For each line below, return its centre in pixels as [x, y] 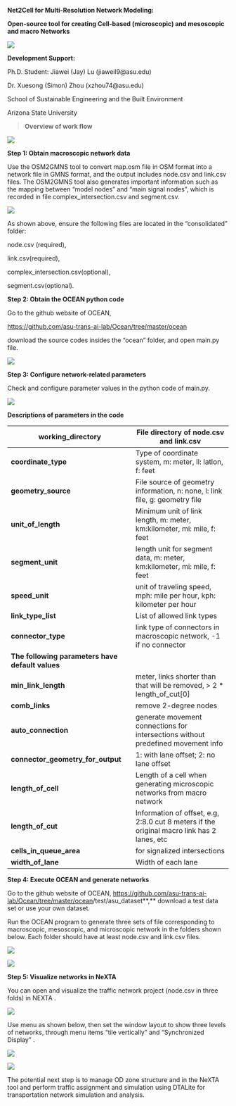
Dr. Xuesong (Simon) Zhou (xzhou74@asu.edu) [76, 85]
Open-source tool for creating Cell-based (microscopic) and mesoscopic [116, 24]
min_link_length [38, 685]
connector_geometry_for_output [66, 759]
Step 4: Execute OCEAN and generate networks [78, 880]
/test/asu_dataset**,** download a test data [156, 901]
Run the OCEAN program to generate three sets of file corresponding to [111, 922]
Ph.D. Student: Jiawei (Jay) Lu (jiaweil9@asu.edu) [80, 72]
